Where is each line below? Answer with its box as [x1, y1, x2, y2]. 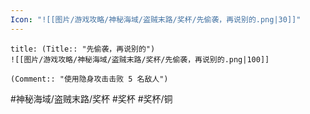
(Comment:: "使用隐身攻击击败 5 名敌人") [10, 74, 169, 84]
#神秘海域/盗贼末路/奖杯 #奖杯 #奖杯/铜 [10, 92, 173, 105]
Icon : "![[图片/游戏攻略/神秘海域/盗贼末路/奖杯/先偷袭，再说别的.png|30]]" [10, 14, 302, 25]
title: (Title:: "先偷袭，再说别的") [10, 44, 156, 54]
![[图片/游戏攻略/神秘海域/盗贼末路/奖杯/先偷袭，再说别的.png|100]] [10, 54, 270, 65]
